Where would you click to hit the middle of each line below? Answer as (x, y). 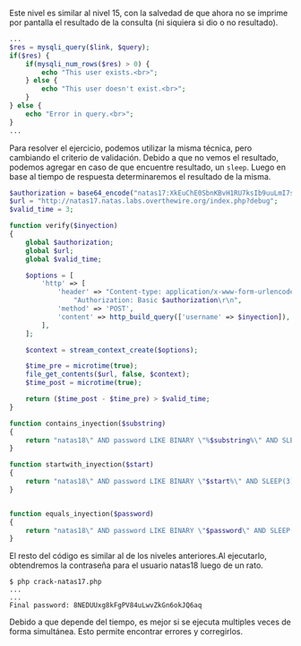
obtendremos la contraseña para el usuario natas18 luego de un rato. (137, 565)
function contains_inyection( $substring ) (88, 423)
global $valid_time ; (64, 259)
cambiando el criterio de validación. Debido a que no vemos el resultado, (144, 157)
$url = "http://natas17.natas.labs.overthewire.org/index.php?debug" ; (144, 201)
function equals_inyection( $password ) (82, 514)
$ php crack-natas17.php (56, 582)
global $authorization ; (70, 242)
